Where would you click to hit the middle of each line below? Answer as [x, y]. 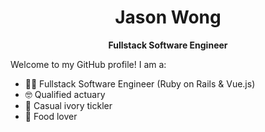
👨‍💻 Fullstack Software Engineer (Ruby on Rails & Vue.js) [140, 83]
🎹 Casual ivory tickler [68, 105]
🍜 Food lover [51, 116]
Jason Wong [168, 17]
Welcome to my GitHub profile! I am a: [88, 64]
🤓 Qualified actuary [65, 94]
